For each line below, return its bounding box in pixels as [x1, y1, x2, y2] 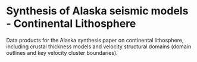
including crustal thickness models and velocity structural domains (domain [6, 43, 192, 50]
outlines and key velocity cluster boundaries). [6, 49, 118, 56]
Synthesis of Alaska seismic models [6, 4, 189, 18]
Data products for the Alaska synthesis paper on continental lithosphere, [6, 36, 184, 44]
